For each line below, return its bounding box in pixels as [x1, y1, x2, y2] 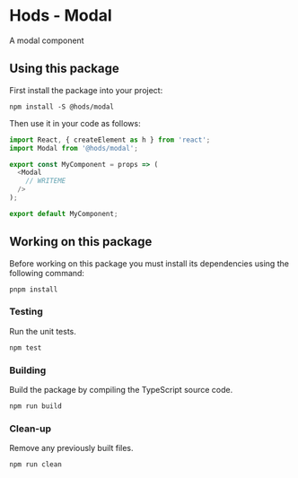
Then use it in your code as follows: [9, 117, 141, 128]
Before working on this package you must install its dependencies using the [9, 257, 290, 269]
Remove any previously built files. [9, 443, 134, 454]
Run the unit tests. [9, 326, 76, 336]
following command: [9, 267, 85, 278]
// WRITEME [25, 177, 66, 186]
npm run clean [9, 460, 63, 469]
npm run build [9, 402, 63, 411]
